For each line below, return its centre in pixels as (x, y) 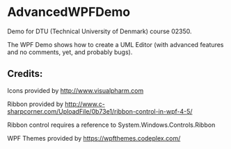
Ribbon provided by (35, 104)
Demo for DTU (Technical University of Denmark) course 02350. (99, 31)
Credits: (25, 74)
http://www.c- (85, 104)
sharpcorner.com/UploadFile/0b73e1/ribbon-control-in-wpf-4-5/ (100, 111)
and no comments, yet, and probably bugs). (70, 52)
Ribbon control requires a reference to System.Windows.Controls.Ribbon (111, 125)
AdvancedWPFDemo (69, 12)
